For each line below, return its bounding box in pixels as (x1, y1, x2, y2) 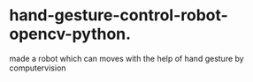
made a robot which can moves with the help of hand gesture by (9, 53, 245, 63)
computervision (9, 63, 66, 73)
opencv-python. (9, 24, 131, 44)
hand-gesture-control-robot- (9, 5, 228, 26)
